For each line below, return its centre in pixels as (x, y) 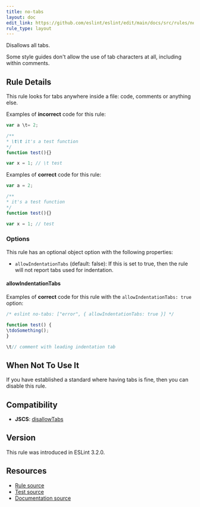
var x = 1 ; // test (30, 224)
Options (18, 239)
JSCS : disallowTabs (39, 419)
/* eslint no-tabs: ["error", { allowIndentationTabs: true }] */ (90, 314)
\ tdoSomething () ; (28, 330)
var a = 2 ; (20, 186)
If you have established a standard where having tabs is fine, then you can (97, 380)
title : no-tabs (25, 12)
